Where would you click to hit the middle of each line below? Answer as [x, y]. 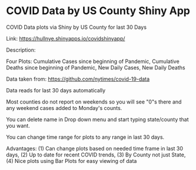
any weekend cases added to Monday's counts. [64, 108]
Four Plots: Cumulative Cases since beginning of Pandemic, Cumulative [93, 61]
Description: [21, 50]
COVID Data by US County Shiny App [98, 11]
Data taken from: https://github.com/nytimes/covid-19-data [78, 79]
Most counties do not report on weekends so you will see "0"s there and [94, 102]
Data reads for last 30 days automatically [56, 90]
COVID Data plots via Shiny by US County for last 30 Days [77, 27]
